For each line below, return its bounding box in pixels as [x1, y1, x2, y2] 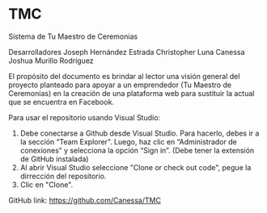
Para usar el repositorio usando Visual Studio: [8, 112, 160, 122]
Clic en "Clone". [19, 179, 74, 190]
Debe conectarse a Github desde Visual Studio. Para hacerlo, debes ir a [19, 128, 260, 138]
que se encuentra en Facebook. [8, 97, 115, 106]
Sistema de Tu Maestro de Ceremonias [8, 31, 138, 41]
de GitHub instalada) [19, 154, 89, 164]
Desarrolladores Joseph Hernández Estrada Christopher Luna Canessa [8, 47, 245, 56]
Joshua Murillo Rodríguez [8, 56, 95, 65]
